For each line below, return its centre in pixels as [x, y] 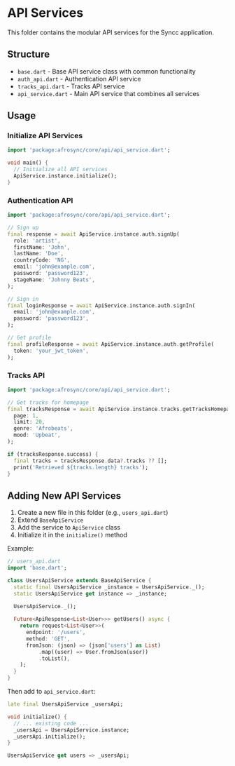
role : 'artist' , [37, 241]
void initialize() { [37, 717]
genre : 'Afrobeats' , [43, 429]
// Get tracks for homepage [48, 402]
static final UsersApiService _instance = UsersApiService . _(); [109, 587]
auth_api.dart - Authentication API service [79, 79]
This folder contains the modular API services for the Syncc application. [111, 32]
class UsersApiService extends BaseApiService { [79, 580]
